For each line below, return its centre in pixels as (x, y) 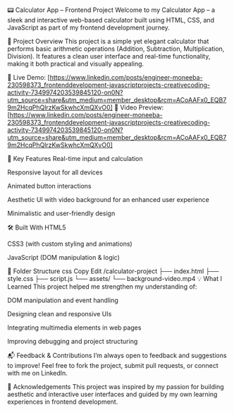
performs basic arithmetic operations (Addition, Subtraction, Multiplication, (116, 49)
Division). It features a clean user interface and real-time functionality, (109, 56)
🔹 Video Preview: (139, 107)
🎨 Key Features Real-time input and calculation (75, 158)
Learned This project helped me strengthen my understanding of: (102, 287)
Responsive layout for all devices (55, 172)
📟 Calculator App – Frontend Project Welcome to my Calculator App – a (111, 10)
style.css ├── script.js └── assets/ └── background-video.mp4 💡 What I (115, 279)
